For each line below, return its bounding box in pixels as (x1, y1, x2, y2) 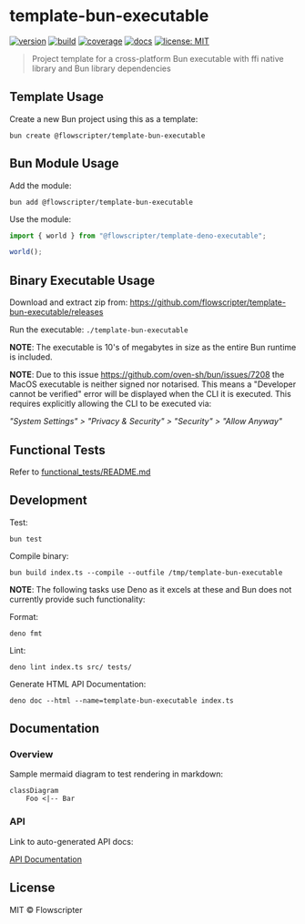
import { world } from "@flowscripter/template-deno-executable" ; (9, 231, 267, 240)
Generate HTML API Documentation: (9, 678, 147, 689)
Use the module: (9, 213, 71, 224)
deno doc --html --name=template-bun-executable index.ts (9, 696, 234, 706)
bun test (9, 534, 43, 543)
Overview (9, 748, 54, 761)
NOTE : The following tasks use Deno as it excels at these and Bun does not (9, 584, 292, 594)
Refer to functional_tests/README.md (9, 466, 151, 477)
